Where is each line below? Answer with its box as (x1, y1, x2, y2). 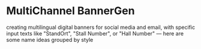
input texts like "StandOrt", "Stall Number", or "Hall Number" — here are (6, 30, 184, 37)
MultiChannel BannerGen (6, 4, 135, 18)
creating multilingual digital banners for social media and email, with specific (6, 24, 196, 31)
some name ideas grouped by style (6, 36, 94, 43)
